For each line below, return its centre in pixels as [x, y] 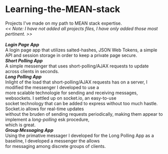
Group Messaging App [29, 130]
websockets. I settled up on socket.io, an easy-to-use [61, 98]
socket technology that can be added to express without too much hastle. [81, 103]
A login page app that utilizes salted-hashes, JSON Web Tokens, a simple [81, 50]
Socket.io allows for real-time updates [45, 109]
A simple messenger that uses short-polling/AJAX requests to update [77, 66]
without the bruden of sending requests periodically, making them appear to [84, 114]
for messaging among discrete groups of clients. [56, 146]
